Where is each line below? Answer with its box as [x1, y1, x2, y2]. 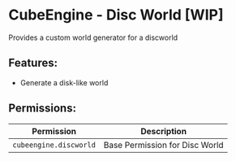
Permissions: [8, 102, 77, 115]
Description [140, 125, 187, 137]
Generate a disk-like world [19, 77, 109, 87]
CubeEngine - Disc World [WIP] [8, 6, 224, 24]
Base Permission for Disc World [103, 139, 225, 150]
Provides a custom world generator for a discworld [8, 33, 178, 42]
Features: [8, 56, 58, 70]
